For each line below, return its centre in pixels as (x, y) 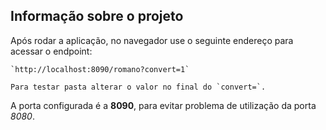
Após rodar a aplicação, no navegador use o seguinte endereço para (152, 40)
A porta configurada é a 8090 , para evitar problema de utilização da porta (163, 105)
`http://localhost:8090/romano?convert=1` (100, 69)
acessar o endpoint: (51, 51)
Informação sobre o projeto (97, 16)
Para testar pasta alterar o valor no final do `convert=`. (138, 87)
